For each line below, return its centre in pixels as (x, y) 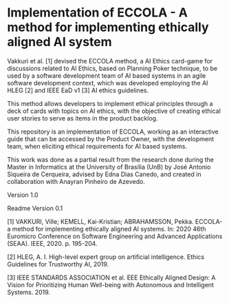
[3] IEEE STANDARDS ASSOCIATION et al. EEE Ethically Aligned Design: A (111, 278)
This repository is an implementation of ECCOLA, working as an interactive (113, 132)
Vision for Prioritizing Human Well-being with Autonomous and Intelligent (111, 284)
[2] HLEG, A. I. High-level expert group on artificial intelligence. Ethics (106, 257)
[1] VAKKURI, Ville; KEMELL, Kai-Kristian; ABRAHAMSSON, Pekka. (100, 221)
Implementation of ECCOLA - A (97, 13)
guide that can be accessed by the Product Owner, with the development (111, 138)
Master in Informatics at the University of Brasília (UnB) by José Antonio (109, 167)
